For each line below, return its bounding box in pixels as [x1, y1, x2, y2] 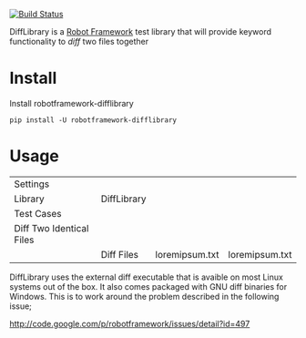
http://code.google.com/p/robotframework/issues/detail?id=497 [9, 318, 250, 329]
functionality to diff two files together [9, 36, 148, 46]
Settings [14, 178, 50, 190]
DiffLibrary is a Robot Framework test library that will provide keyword [9, 26, 271, 36]
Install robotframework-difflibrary [9, 97, 134, 108]
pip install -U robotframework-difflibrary [9, 115, 178, 125]
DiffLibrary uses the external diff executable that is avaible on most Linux [9, 271, 284, 282]
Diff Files [100, 248, 139, 261]
